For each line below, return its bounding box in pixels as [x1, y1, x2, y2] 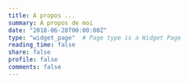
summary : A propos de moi [8, 19, 93, 27]
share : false [8, 48, 51, 56]
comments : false [8, 63, 61, 71]
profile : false [8, 56, 58, 64]
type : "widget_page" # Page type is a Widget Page [8, 33, 181, 42]
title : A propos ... [8, 11, 76, 20]
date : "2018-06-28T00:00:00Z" [8, 26, 108, 34]
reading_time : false [8, 41, 76, 49]
